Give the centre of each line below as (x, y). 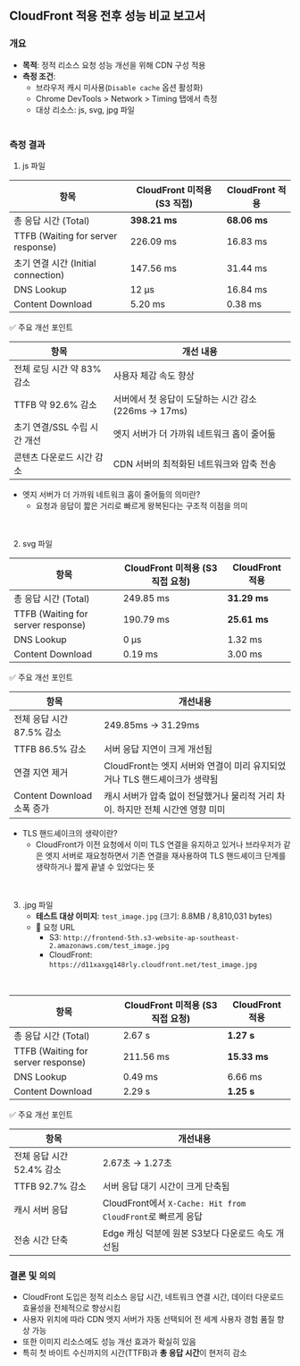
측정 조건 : (39, 76)
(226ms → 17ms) (150, 411)
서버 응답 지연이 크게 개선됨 (158, 749)
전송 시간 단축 (41, 1240)
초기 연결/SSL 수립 (51, 427)
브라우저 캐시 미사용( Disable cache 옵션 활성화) (119, 87)
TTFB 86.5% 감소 (50, 749)
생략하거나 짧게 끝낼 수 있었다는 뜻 (95, 867)
